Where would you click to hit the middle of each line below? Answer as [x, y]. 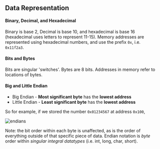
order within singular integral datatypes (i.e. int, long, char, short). [71, 141]
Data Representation [37, 8]
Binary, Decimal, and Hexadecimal [41, 20]
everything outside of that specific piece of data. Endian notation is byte [78, 136]
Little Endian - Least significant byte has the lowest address [74, 102]
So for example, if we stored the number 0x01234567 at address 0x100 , [75, 112]
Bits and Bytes [20, 59]
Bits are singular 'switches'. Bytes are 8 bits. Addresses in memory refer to [80, 69]
